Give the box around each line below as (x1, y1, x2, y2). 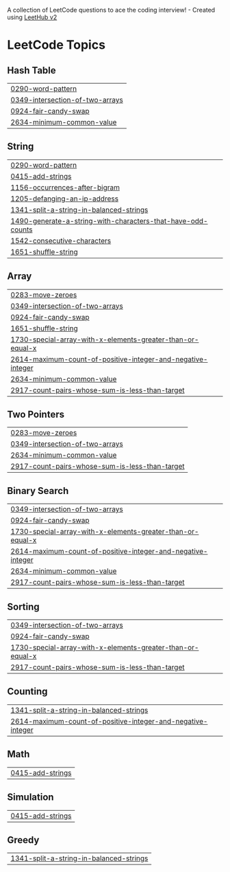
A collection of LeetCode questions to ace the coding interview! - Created (7, 6, 216, 14)
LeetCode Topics (7, 37, 106, 53)
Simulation (7, 792, 54, 803)
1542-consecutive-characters (10, 236, 112, 245)
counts (10, 225, 33, 234)
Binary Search (7, 484, 69, 497)
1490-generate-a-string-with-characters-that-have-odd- (10, 216, 208, 225)
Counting (7, 686, 48, 697)
